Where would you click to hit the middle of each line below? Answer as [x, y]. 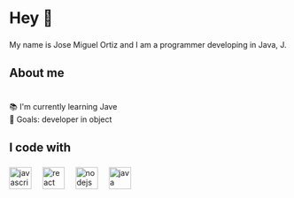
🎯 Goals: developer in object [61, 119]
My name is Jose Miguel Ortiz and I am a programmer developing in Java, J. [148, 45]
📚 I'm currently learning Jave [63, 107]
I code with [40, 147]
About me [37, 73]
